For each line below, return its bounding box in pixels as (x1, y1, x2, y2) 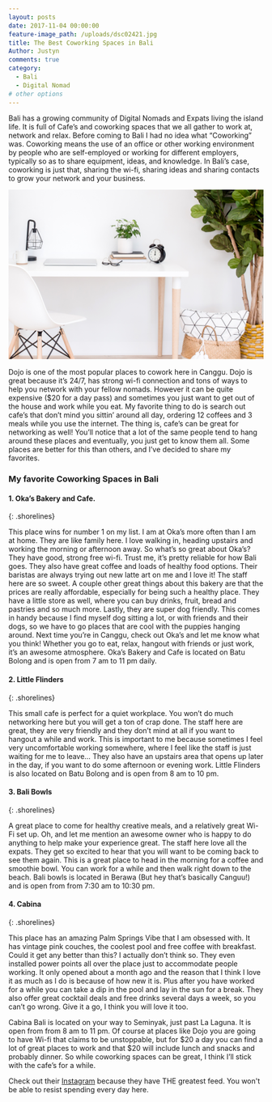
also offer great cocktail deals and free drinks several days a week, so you (8, 993, 257, 1002)
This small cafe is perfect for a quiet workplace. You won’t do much (8, 708, 234, 718)
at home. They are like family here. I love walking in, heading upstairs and (8, 536, 253, 545)
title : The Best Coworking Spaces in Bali (8, 39, 154, 47)
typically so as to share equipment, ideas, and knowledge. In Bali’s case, (8, 156, 249, 166)
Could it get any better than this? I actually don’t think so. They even (8, 950, 236, 960)
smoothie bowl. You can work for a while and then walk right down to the (8, 863, 252, 873)
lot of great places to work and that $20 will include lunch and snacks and (8, 1043, 255, 1053)
